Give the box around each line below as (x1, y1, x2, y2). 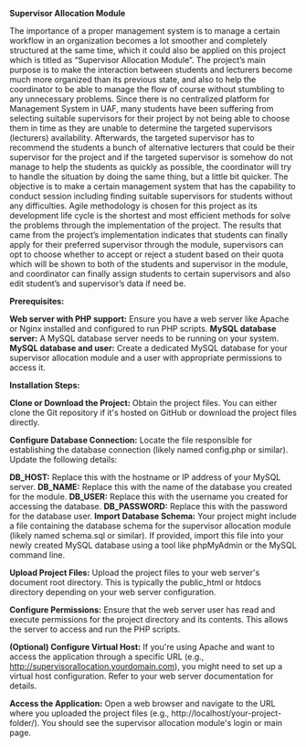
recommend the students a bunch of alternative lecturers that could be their (9, 142, 295, 153)
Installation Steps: (9, 379, 80, 390)
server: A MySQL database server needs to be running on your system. (9, 333, 280, 344)
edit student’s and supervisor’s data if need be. (9, 278, 186, 289)
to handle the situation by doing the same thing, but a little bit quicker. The (9, 171, 289, 182)
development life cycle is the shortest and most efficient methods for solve (9, 210, 290, 220)
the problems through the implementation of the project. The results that (9, 219, 282, 230)
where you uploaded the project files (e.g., (9, 708, 170, 719)
